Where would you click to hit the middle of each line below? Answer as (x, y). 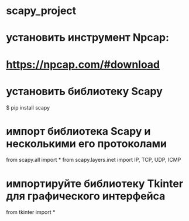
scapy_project (41, 11)
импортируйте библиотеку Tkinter (94, 183)
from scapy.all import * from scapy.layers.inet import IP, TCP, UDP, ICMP (94, 160)
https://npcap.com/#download (83, 64)
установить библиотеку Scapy (84, 91)
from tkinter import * (31, 212)
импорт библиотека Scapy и (78, 131)
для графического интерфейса (86, 196)
